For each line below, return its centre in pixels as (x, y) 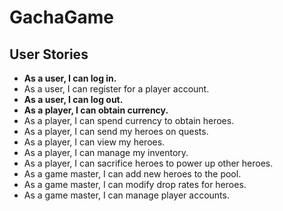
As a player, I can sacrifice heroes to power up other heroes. (148, 163)
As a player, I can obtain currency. (96, 110)
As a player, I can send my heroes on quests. (116, 131)
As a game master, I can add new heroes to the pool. (132, 174)
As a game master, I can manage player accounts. (126, 195)
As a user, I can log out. (73, 99)
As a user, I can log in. (70, 78)
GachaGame (61, 17)
